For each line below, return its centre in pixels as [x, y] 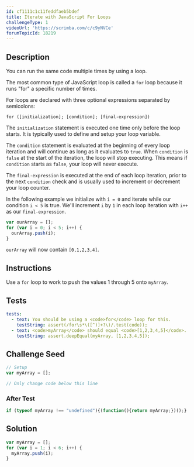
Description [28, 57]
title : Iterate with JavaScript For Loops [58, 17]
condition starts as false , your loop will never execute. [72, 164]
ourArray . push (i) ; [34, 233]
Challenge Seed [36, 354]
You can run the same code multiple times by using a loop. [77, 71]
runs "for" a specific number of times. [52, 88]
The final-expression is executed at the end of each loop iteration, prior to [96, 175]
